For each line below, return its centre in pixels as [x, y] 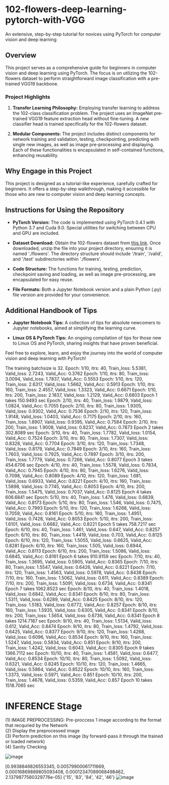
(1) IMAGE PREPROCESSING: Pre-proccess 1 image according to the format [83, 720]
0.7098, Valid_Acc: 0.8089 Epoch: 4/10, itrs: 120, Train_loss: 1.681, [74, 476]
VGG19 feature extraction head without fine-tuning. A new [89, 119]
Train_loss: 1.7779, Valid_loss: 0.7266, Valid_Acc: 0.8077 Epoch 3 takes [79, 460]
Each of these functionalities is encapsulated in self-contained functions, [88, 150]
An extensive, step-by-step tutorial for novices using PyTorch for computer [83, 34]
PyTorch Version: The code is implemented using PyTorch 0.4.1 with [84, 222]
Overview [21, 55]
